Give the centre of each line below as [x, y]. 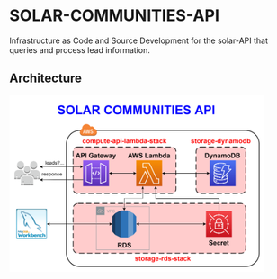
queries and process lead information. [80, 49]
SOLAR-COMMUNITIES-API [115, 16]
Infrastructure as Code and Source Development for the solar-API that [138, 40]
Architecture [46, 79]
